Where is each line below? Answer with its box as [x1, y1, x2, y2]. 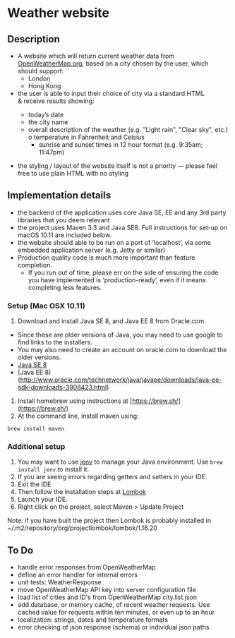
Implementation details [7, 189, 112, 202]
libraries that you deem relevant [17, 215, 111, 224]
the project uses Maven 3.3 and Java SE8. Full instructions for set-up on [17, 223, 228, 231]
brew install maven [7, 426, 65, 433]
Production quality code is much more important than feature [17, 253, 195, 262]
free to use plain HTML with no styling [17, 169, 129, 177]
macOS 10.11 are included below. [17, 231, 112, 239]
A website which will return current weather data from [17, 52, 175, 60]
